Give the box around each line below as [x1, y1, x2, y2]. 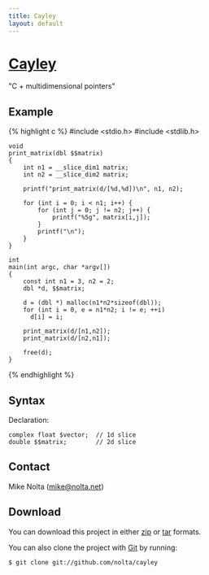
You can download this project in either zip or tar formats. [8, 526, 202, 537]
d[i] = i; [29, 313, 63, 321]
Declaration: [8, 416, 50, 425]
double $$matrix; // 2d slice [8, 438, 137, 446]
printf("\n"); [37, 228, 85, 236]
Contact [8, 460, 50, 474]
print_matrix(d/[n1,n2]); [23, 327, 111, 336]
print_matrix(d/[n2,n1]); [23, 334, 111, 342]
